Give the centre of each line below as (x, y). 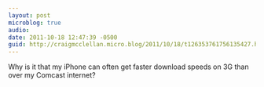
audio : (19, 30)
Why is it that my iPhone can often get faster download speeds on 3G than (128, 67)
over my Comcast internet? (52, 75)
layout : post (29, 15)
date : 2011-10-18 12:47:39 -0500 (63, 37)
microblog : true (35, 23)
